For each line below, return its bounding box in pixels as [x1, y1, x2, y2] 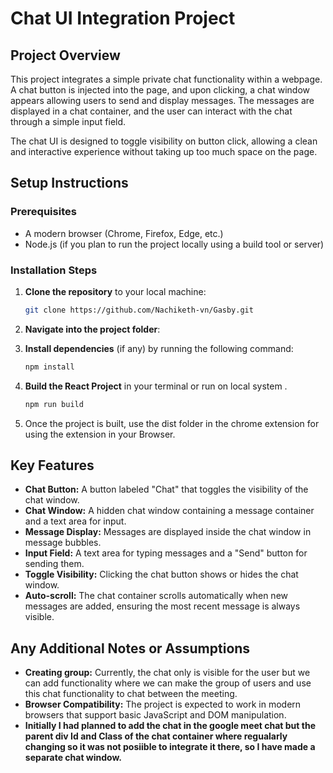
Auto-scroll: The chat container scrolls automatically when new [24, 590, 289, 602]
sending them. [24, 558, 85, 570]
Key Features [10, 457, 95, 474]
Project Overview [10, 47, 121, 64]
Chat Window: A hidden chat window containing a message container [24, 505, 315, 517]
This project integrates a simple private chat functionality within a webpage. [10, 73, 323, 85]
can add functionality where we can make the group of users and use [24, 677, 312, 689]
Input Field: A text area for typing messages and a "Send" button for [24, 547, 308, 559]
